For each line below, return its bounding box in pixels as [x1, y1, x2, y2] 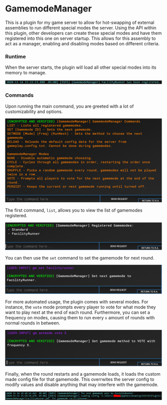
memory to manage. [5, 70, 47, 76]
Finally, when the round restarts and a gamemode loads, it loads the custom [5, 371, 161, 377]
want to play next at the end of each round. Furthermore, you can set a [5, 309, 150, 315]
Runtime [5, 53, 26, 60]
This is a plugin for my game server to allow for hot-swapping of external [5, 19, 155, 25]
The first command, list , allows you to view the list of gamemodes [5, 207, 143, 213]
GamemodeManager [5, 3, 92, 14]
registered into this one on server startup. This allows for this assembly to [5, 35, 156, 41]
